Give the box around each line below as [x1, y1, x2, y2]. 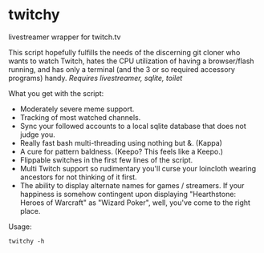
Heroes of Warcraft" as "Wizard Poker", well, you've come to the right [19, 198, 251, 207]
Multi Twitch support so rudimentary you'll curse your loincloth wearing [19, 163, 257, 173]
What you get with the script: [8, 88, 104, 98]
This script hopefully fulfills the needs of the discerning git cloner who [8, 47, 241, 57]
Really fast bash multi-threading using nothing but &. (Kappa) [19, 138, 223, 147]
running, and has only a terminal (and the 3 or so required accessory [8, 64, 235, 74]
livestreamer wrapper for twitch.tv [8, 32, 121, 42]
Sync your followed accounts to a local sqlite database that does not [19, 121, 246, 131]
